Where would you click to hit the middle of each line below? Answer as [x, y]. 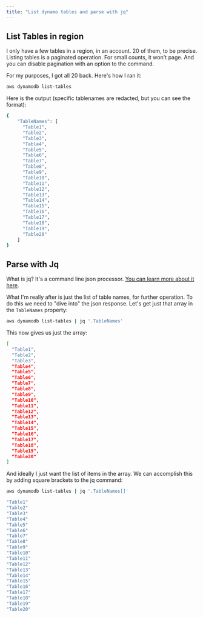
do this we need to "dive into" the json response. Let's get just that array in [100, 304]
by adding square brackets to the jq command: [65, 480]
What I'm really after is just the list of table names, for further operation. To [99, 297]
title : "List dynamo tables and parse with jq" [68, 12]
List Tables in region [45, 37]
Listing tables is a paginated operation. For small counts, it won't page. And [100, 58]
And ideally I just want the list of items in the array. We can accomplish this [99, 474]
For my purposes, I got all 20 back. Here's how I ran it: [74, 76]
